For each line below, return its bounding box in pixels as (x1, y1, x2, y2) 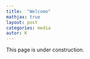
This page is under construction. (6, 46, 85, 53)
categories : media (6, 25, 51, 31)
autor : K (6, 30, 27, 36)
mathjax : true (6, 14, 41, 20)
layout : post (6, 19, 38, 25)
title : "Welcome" (6, 8, 51, 15)
